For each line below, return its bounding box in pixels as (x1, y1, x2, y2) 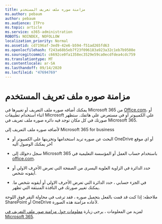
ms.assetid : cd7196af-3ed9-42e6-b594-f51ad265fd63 (5, 43, 110, 48)
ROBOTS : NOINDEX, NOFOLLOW (5, 34, 60, 39)
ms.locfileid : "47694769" (5, 70, 57, 75)
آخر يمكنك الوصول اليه (12, 141, 53, 147)
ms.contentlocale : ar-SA (5, 61, 55, 66)
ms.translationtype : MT (5, 57, 53, 61)
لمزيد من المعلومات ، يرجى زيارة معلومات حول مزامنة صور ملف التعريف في (5, 209, 143, 214)
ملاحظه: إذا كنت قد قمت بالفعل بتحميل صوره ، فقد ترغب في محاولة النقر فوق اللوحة (5, 194, 158, 200)
